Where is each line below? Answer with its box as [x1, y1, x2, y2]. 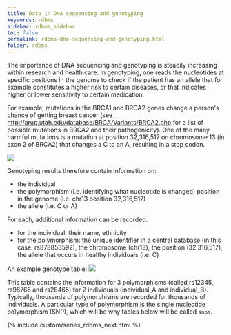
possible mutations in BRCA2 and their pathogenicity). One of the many [7, 125, 210, 134]
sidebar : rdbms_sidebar [7, 23, 76, 30]
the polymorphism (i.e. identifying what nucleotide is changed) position [17, 187, 220, 195]
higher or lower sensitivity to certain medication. [7, 90, 145, 99]
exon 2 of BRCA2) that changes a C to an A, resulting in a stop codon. [7, 141, 205, 148]
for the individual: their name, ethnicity [17, 229, 128, 236]
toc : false [7, 29, 39, 37]
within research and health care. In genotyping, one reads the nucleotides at [7, 68, 224, 77]
